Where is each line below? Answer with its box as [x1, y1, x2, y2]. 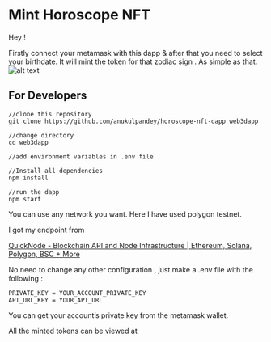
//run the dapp [8, 188, 60, 196]
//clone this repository [8, 110, 92, 118]
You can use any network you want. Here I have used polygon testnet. [8, 209, 243, 219]
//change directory [8, 131, 74, 139]
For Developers [8, 89, 87, 103]
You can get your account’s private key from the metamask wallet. [8, 310, 229, 320]
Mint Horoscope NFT [8, 6, 151, 24]
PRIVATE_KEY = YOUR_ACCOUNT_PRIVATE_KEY [8, 289, 147, 297]
